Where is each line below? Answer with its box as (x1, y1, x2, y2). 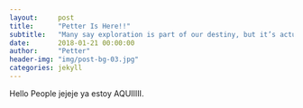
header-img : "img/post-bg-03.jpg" (9, 55, 140, 64)
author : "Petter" (9, 47, 91, 56)
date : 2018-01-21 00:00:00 (9, 38, 135, 48)
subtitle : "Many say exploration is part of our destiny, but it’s (9, 30, 277, 39)
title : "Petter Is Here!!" (9, 22, 131, 31)
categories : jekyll (9, 64, 83, 73)
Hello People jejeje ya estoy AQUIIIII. (9, 87, 144, 99)
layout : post (9, 13, 75, 22)
